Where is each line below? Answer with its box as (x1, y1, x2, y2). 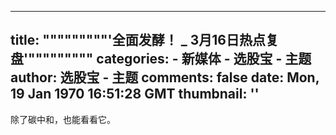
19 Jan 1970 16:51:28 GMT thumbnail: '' (10, 86, 260, 103)
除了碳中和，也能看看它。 (10, 113, 116, 125)
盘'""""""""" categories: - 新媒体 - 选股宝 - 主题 (10, 51, 312, 68)
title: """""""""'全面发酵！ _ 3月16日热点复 (10, 32, 279, 49)
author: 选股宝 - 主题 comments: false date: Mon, (10, 69, 320, 86)
